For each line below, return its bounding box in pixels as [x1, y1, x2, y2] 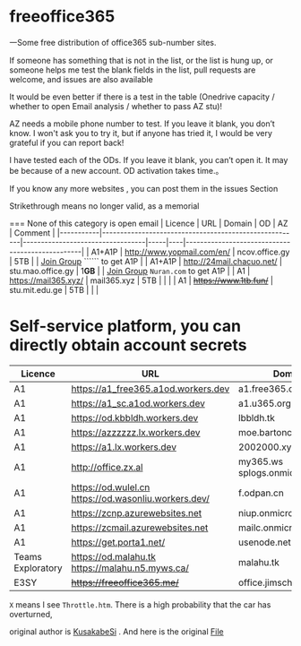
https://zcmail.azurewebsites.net [71, 521, 209, 534]
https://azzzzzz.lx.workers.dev [71, 426, 201, 438]
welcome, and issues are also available [9, 73, 154, 84]
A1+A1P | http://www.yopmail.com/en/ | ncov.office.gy [90, 246, 290, 257]
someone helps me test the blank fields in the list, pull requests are [9, 65, 256, 75]
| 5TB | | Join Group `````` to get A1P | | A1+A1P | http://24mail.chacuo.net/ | [9, 255, 282, 266]
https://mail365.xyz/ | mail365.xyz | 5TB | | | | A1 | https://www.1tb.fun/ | [9, 275, 273, 286]
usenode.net [238, 536, 291, 548]
